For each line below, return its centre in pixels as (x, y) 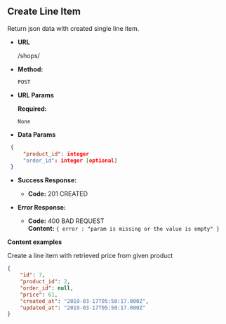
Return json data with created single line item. (73, 28)
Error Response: (42, 208)
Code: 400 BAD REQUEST (66, 221)
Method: (30, 69)
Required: (32, 109)
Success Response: (47, 180)
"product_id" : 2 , (45, 282)
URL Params (35, 95)
